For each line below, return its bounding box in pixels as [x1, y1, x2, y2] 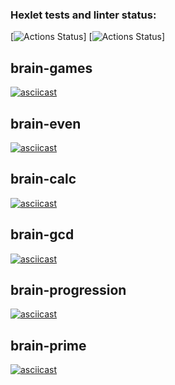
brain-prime [10, 337, 87, 354]
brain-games [10, 59, 93, 77]
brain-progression [10, 281, 127, 298]
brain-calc [10, 171, 77, 188]
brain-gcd [10, 226, 75, 243]
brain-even [10, 115, 82, 132]
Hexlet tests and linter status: [10, 8, 157, 22]
